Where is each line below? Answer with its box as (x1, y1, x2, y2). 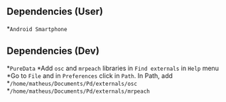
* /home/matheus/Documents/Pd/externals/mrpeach (6, 86, 151, 95)
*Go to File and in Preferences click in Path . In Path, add (6, 71, 173, 80)
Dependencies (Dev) (6, 45, 100, 57)
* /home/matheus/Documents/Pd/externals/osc (6, 79, 138, 87)
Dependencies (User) (6, 6, 104, 18)
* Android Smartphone (6, 24, 68, 33)
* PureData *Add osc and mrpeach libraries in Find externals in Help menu (6, 64, 220, 72)
